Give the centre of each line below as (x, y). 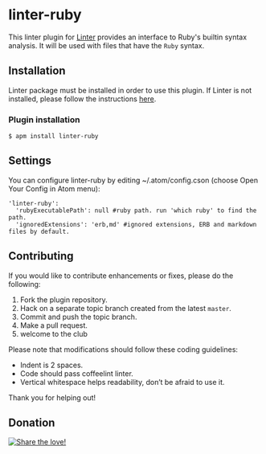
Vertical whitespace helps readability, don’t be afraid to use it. (122, 382)
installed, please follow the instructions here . (82, 99)
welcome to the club (54, 333)
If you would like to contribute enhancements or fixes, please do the (121, 276)
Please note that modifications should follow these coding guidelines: (123, 349)
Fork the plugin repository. (63, 300)
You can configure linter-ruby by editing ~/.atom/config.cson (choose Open (133, 180)
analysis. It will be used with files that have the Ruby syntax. (106, 45)
